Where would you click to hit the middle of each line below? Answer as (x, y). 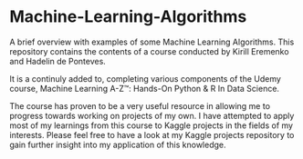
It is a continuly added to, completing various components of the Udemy (145, 78)
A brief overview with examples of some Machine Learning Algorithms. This (152, 42)
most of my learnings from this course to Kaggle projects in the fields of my (151, 125)
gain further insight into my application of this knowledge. (118, 144)
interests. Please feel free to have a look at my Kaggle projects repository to (152, 134)
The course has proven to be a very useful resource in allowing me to (140, 105)
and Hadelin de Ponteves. (58, 61)
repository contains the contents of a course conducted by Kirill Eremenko (149, 51)
